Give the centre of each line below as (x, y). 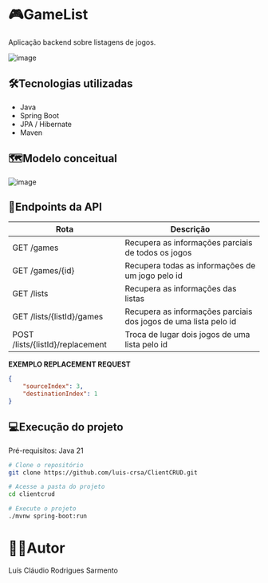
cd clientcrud (32, 494)
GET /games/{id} (43, 271)
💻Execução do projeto (66, 427)
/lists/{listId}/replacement (60, 345)
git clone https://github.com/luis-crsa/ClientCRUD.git (103, 472)
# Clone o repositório (46, 465)
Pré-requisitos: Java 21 (46, 450)
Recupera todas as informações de (190, 266)
